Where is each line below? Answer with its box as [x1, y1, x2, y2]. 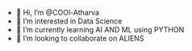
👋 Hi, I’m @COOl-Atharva [15, 8, 99, 17]
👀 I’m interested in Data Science [15, 16, 123, 26]
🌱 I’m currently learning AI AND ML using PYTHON [15, 25, 185, 34]
